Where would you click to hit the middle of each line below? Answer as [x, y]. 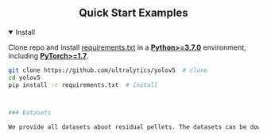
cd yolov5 [25, 77]
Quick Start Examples [133, 13]
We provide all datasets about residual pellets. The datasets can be [128, 127]
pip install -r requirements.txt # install [83, 85]
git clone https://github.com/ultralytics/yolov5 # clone [108, 70]
